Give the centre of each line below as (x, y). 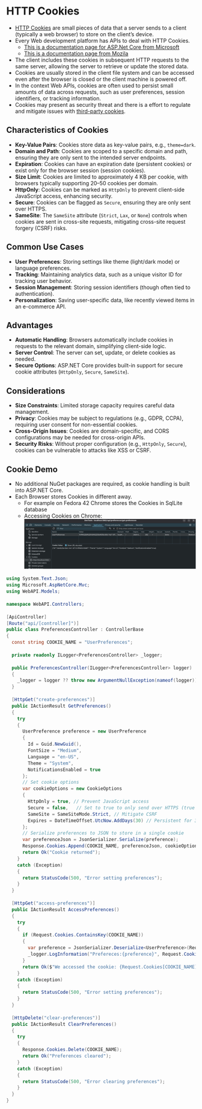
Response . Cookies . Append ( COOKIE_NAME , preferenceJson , (92, 846)
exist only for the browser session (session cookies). (80, 170)
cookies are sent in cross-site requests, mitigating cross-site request (100, 221)
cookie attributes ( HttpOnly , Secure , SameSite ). (72, 372)
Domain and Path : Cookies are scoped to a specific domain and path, (101, 151)
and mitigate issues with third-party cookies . (70, 111)
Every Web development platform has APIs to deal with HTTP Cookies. (103, 40)
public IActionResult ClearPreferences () (64, 1024)
